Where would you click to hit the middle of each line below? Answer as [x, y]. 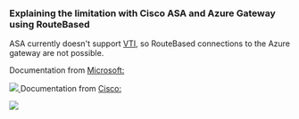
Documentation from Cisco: [71, 89]
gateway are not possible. [57, 53]
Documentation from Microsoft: [67, 70]
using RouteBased [50, 24]
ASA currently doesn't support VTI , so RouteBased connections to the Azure [150, 44]
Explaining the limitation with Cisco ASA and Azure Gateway [143, 13]
